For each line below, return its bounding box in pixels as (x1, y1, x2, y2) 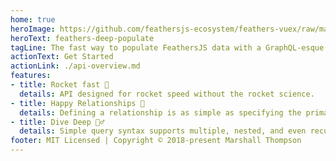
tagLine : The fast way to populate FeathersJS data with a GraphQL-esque (10, 42, 325, 53)
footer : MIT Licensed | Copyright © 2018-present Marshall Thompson (10, 136, 302, 146)
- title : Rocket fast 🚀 (10, 80, 110, 90)
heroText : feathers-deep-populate (10, 33, 155, 43)
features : (10, 71, 52, 81)
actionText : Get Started (10, 52, 114, 62)
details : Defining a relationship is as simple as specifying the (19, 107, 302, 118)
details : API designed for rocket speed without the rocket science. (19, 89, 315, 99)
